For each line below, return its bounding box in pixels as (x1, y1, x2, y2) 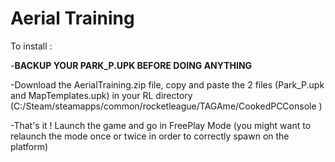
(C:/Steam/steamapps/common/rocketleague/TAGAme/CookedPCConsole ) (10, 100, 323, 112)
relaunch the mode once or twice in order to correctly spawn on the (10, 130, 290, 142)
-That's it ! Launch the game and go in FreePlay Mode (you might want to (10, 119, 312, 131)
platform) (10, 140, 49, 152)
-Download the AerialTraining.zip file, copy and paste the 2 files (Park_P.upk (10, 78, 325, 91)
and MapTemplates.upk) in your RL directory (10, 89, 193, 101)
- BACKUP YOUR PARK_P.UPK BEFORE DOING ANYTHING (10, 59, 253, 71)
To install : (10, 40, 53, 52)
